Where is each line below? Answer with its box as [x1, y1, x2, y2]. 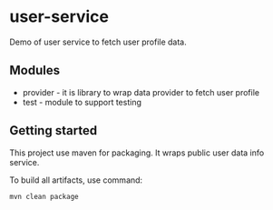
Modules [9, 63, 61, 78]
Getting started [9, 123, 98, 138]
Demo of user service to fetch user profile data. [9, 36, 188, 47]
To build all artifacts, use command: [9, 175, 143, 185]
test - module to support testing [22, 96, 142, 107]
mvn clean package [9, 192, 79, 201]
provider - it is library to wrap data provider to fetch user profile [22, 86, 260, 97]
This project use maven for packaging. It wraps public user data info [9, 147, 265, 158]
